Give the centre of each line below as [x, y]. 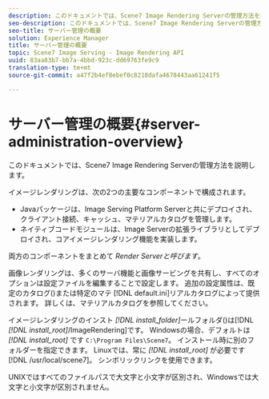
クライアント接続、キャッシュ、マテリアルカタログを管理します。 [128, 219]
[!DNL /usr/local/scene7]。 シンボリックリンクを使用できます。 [112, 360]
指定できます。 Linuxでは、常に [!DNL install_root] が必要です [144, 349]
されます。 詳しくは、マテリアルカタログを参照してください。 [110, 303]
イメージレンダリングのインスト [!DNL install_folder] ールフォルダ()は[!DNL [131, 320]
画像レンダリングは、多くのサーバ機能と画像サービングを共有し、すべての [131, 273]
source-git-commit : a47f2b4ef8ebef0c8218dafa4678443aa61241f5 [114, 75]
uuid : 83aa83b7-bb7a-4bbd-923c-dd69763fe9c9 [84, 61]
